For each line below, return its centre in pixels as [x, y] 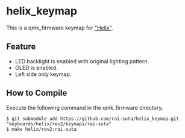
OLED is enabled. [36, 67]
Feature [21, 47]
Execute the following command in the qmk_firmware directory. [85, 107]
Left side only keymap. [43, 74]
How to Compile [37, 93]
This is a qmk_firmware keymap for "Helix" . [60, 28]
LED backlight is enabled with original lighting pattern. [82, 61]
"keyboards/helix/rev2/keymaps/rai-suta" [59, 124]
